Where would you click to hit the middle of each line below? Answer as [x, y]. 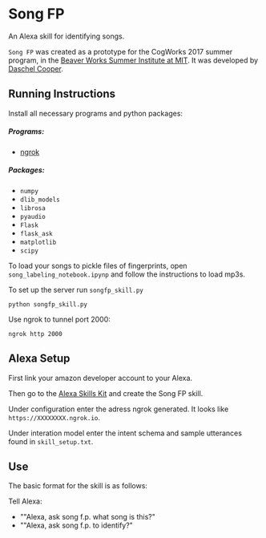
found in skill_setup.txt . [51, 441]
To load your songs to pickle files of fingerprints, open [98, 265]
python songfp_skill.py [48, 304]
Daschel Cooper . [36, 68]
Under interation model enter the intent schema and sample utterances [125, 433]
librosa [32, 208]
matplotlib [38, 242]
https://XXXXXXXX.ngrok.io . [54, 417]
